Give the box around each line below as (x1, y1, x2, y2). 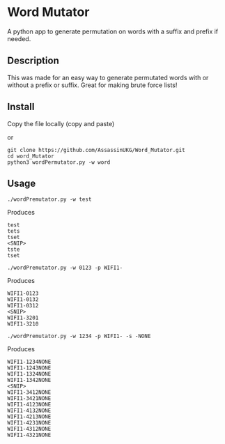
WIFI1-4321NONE (7, 431, 52, 439)
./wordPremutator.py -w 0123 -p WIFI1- (7, 264, 123, 272)
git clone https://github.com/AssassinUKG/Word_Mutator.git (7, 146, 186, 153)
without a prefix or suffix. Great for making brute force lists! (7, 81, 178, 89)
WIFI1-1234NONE (7, 358, 52, 366)
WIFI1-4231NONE (7, 420, 52, 427)
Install (7, 101, 35, 113)
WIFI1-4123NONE (7, 401, 52, 408)
